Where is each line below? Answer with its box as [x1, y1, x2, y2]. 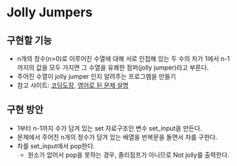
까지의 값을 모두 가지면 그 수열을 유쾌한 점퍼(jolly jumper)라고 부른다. [16, 63, 209, 72]
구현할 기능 [6, 34, 53, 46]
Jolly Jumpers [6, 4, 93, 21]
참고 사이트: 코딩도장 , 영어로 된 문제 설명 [16, 81, 129, 89]
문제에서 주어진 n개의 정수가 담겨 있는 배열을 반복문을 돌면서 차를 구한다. [16, 133, 218, 141]
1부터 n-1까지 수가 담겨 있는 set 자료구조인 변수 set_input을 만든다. [16, 123, 203, 132]
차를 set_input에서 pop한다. [16, 141, 95, 150]
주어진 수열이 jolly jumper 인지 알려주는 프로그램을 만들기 [16, 72, 177, 80]
